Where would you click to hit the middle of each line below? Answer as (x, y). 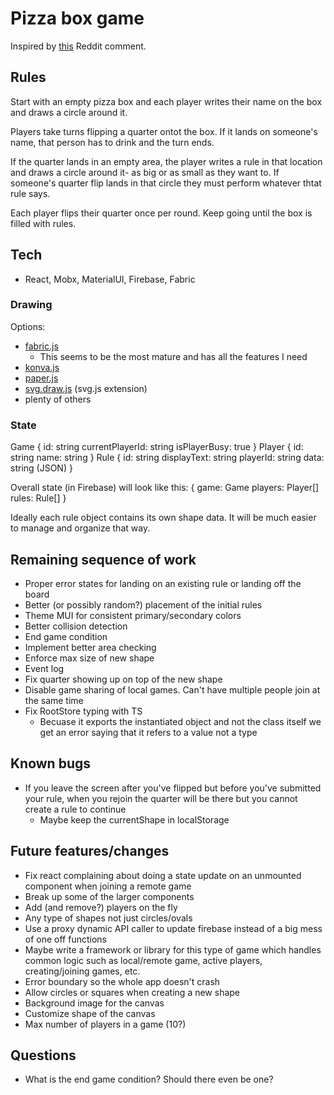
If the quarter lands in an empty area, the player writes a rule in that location (166, 161)
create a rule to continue (75, 809)
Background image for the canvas (94, 1003)
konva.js (42, 367)
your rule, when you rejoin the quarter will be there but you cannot (161, 798)
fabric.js (41, 346)
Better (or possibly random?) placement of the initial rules (143, 604)
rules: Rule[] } (38, 498)
